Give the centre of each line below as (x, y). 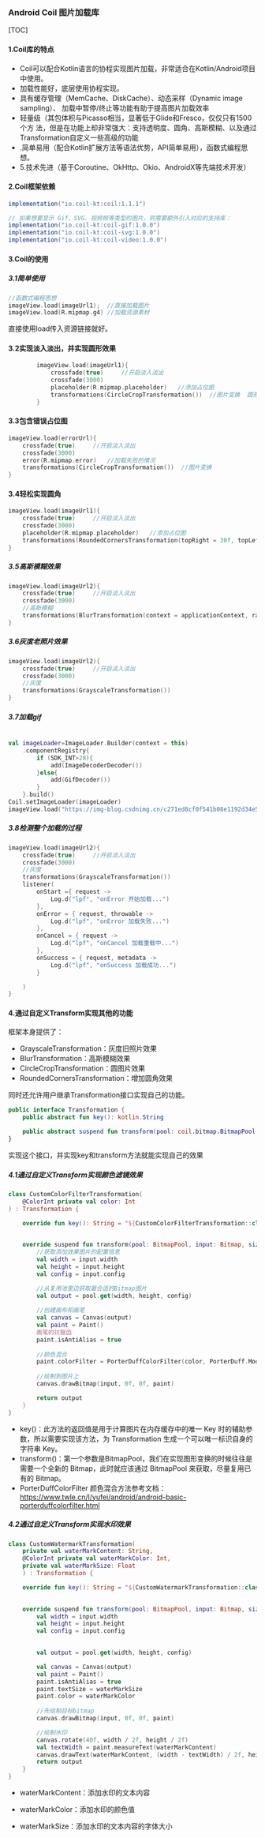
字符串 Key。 (41, 1448)
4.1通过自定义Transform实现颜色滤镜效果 (76, 1175)
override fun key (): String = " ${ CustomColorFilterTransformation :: (137, 1223)
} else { (47, 773)
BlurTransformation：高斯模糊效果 (75, 1059)
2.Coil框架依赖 (32, 186)
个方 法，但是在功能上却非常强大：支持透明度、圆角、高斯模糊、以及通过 (138, 127)
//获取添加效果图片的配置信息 (78, 1252)
